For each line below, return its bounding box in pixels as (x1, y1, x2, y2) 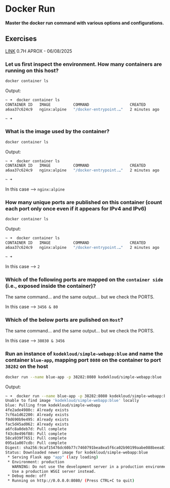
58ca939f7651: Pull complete (5, 436, 67, 441)
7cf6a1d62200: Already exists (5, 412, 69, 418)
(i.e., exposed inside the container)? (5, 282, 96, 289)
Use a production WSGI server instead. (12, 469, 96, 474)
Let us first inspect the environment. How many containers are (5, 60, 162, 67)
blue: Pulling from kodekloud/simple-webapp (5, 403, 101, 408)
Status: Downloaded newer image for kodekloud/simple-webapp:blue (5, 450, 148, 455)
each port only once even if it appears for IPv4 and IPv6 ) (5, 205, 147, 212)
